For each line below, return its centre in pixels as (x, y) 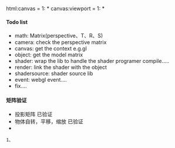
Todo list (17, 22)
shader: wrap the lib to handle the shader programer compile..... (92, 61)
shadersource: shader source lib (54, 73)
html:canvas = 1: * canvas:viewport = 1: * (55, 9)
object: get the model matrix (49, 55)
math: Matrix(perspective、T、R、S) (59, 36)
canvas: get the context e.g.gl (51, 49)
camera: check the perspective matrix (60, 42)
